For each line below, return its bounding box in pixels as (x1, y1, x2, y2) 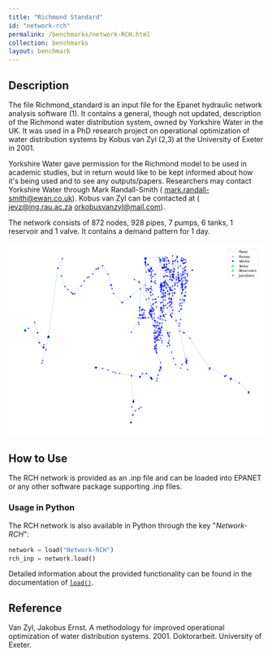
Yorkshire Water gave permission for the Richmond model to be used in (8, 158, 248, 168)
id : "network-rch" (8, 21, 71, 30)
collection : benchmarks (8, 39, 89, 47)
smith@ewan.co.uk (8, 193, 73, 203)
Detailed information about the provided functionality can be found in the (8, 569, 253, 579)
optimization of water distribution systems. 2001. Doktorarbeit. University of (8, 632, 262, 641)
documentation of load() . (8, 577, 94, 588)
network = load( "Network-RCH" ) (8, 546, 114, 554)
